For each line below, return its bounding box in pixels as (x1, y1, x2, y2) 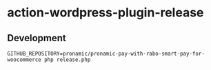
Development (7, 32, 67, 44)
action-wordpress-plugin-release (7, 5, 204, 21)
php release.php (43, 56, 91, 63)
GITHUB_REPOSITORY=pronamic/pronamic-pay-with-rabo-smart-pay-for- (7, 50, 205, 57)
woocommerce (7, 56, 41, 63)
